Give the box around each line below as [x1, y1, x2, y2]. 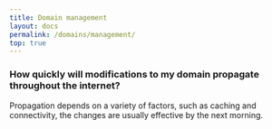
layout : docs [9, 22, 59, 31]
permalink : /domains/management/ [9, 30, 136, 39]
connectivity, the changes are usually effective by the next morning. [9, 109, 264, 120]
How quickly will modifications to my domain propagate [9, 69, 260, 81]
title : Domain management [9, 13, 107, 23]
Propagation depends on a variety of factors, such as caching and [9, 100, 257, 111]
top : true [9, 38, 47, 48]
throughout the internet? [9, 79, 121, 92]
